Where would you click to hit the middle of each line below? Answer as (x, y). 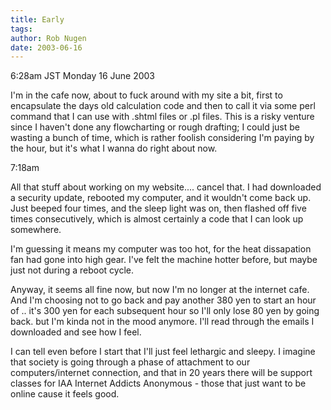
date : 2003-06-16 (46, 47)
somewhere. (36, 230)
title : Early (37, 19)
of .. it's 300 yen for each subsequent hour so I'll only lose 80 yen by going (165, 311)
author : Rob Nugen (48, 38)
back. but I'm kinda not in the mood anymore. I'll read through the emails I (162, 322)
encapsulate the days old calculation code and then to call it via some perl (163, 106)
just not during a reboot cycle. (72, 270)
